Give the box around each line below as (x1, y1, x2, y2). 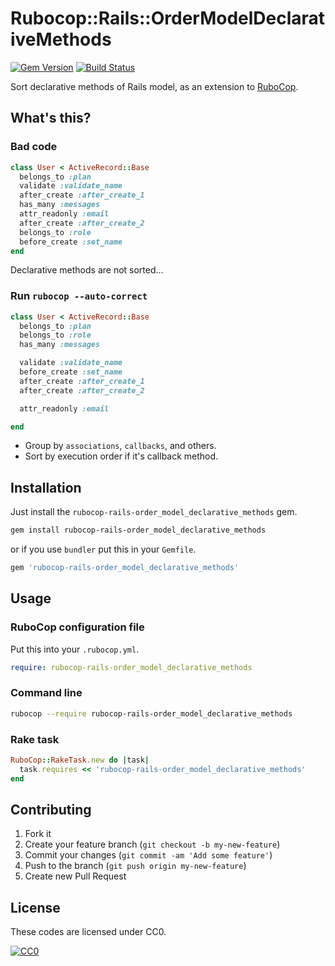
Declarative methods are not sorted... (10, 264, 164, 276)
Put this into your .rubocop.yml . (10, 643, 140, 655)
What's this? (10, 110, 92, 127)
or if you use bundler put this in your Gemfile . (10, 543, 197, 556)
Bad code (10, 140, 58, 154)
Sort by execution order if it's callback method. (24, 450, 219, 462)
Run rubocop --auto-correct (10, 289, 148, 303)
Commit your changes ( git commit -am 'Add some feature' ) (24, 849, 273, 861)
